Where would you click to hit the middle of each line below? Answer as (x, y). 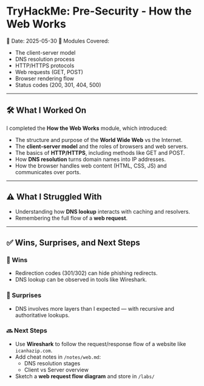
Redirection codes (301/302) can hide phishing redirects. (86, 273)
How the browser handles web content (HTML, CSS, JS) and (91, 166)
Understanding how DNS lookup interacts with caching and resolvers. (102, 211)
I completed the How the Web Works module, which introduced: (87, 128)
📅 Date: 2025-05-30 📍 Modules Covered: (58, 41)
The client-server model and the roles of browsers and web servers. (101, 146)
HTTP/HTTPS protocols (45, 66)
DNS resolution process (45, 59)
